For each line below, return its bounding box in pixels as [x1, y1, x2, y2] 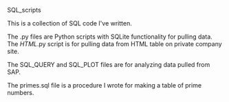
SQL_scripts [7, 6, 41, 14]
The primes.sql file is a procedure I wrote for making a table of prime [7, 81, 201, 89]
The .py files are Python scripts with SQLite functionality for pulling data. [7, 32, 213, 41]
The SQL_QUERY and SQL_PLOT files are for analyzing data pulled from [7, 61, 210, 68]
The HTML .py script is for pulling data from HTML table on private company [7, 40, 222, 48]
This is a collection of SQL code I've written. [7, 19, 132, 27]
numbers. [7, 89, 34, 96]
